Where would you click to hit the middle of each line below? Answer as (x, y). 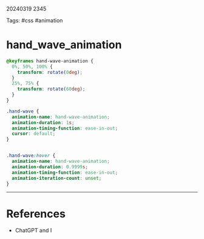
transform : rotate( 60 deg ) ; (51, 89)
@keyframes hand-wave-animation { (50, 61)
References (36, 214)
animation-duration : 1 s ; (43, 123)
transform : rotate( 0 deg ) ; (50, 72)
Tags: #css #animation (35, 20)
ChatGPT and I (33, 231)
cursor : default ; (34, 134)
